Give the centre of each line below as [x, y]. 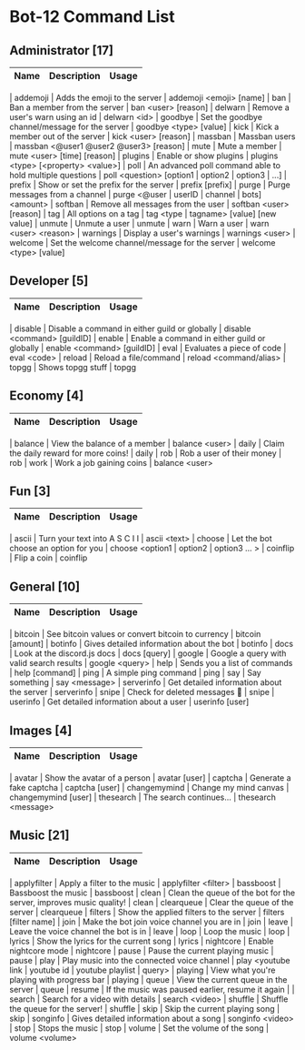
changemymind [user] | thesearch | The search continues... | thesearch [143, 797]
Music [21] [39, 836]
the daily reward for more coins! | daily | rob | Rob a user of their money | [146, 453]
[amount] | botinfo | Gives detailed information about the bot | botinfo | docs [151, 644]
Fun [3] [30, 492]
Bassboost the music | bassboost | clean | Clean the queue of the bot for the [152, 893]
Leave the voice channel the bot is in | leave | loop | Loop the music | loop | [150, 931]
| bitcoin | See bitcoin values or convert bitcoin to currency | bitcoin [135, 634]
